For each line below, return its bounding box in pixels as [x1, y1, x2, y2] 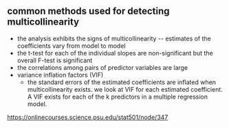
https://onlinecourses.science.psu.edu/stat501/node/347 [7, 113, 168, 121]
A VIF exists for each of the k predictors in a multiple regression [27, 92, 208, 101]
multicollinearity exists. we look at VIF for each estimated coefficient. [27, 85, 223, 93]
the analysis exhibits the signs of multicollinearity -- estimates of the [17, 34, 212, 42]
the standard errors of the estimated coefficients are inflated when [27, 78, 217, 86]
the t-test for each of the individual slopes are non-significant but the [17, 49, 213, 57]
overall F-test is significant [17, 56, 93, 64]
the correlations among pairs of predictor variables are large [17, 63, 188, 71]
